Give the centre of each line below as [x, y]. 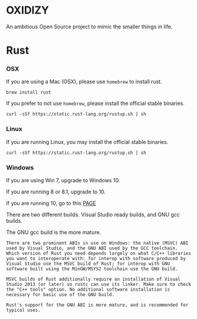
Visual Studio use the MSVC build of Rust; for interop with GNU [88, 264]
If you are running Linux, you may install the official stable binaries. [87, 142]
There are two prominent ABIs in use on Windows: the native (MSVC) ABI [97, 243]
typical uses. [24, 310]
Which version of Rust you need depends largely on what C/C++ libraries [99, 254]
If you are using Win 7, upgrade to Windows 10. [63, 180]
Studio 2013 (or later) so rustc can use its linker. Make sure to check [99, 285]
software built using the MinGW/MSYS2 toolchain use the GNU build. [92, 269]
